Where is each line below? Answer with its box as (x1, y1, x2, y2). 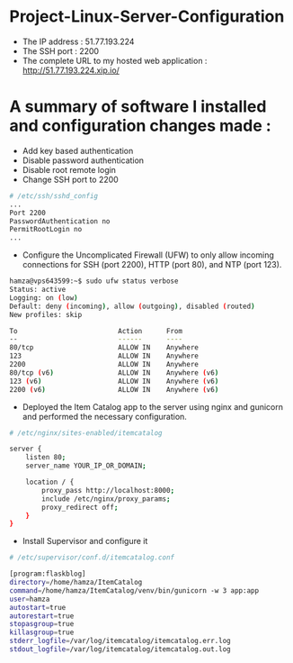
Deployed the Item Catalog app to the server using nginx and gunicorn (22, 401, 284, 412)
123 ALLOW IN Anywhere (9, 351, 200, 361)
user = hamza (9, 595, 50, 604)
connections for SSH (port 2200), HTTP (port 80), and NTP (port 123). (22, 259, 282, 270)
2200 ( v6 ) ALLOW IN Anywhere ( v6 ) (9, 385, 219, 394)
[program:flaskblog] (9, 569, 87, 578)
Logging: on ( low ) (9, 293, 78, 303)
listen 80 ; (25, 453, 67, 462)
